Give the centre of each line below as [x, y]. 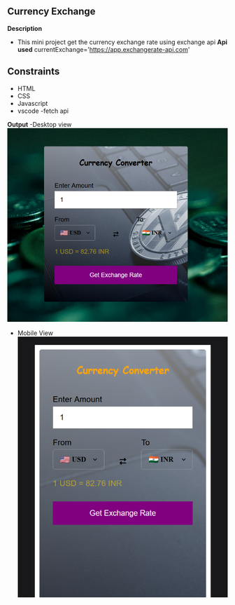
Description [25, 28]
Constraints [34, 72]
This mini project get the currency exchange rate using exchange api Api [122, 42]
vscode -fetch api [43, 111]
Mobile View [35, 333]
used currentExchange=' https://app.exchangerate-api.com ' [104, 49]
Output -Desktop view [40, 124]
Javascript [33, 103]
